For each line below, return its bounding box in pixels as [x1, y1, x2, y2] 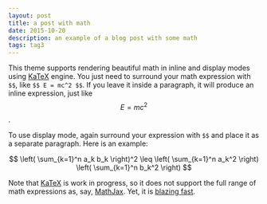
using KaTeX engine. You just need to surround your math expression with [8, 72, 251, 81]
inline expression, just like [8, 88, 93, 98]
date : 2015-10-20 [8, 26, 66, 34]
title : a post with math [8, 19, 91, 27]
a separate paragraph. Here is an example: [8, 139, 149, 148]
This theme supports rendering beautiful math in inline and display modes [8, 63, 250, 73]
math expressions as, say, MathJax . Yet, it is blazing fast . [8, 186, 196, 196]
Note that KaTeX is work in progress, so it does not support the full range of [8, 178, 257, 187]
